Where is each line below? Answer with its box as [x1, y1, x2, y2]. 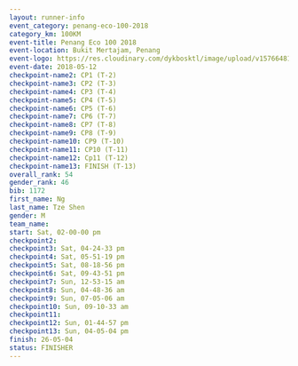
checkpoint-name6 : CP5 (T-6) [9, 104, 117, 113]
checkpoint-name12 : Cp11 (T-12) [9, 153, 129, 163]
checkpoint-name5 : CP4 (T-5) [9, 95, 117, 105]
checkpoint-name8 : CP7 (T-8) [9, 121, 117, 130]
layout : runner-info [9, 12, 86, 22]
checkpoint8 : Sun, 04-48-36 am [9, 285, 125, 294]
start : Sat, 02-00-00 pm [9, 227, 101, 236]
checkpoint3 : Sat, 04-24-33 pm [9, 244, 125, 253]
